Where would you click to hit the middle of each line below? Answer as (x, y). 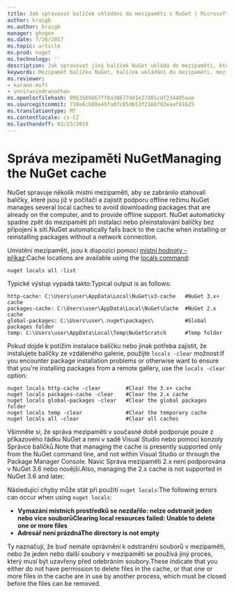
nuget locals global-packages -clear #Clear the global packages (107, 401)
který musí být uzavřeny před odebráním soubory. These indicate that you (112, 562)
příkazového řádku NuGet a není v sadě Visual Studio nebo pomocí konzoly (115, 440)
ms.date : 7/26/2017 (36, 40)
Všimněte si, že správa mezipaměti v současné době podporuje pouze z (110, 432)
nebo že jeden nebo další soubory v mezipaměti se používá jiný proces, (110, 554)
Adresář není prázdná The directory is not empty (88, 533)
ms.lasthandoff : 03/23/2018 (48, 124)
